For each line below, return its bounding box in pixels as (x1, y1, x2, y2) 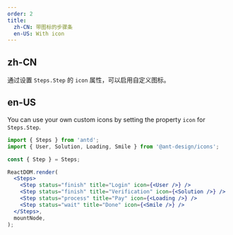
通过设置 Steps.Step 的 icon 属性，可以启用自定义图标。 (7, 76, 170, 85)
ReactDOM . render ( (7, 169, 59, 176)
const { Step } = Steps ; (7, 156, 80, 163)
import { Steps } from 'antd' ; (7, 136, 100, 143)
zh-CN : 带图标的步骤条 (13, 23, 73, 30)
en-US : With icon (13, 30, 65, 37)
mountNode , (13, 215, 46, 222)
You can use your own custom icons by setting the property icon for (7, 115, 206, 123)
